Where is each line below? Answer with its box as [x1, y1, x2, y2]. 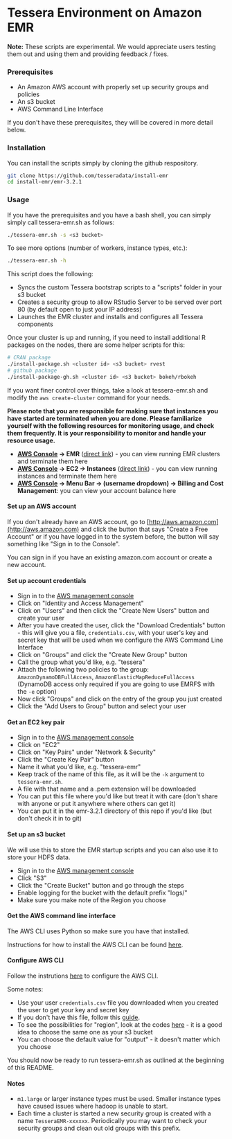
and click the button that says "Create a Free [80, 525, 208, 534]
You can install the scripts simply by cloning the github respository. [7, 159, 199, 167]
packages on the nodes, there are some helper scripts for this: [7, 341, 186, 349]
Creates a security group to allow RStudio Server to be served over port [17, 298, 222, 306]
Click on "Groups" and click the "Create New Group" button [17, 651, 188, 659]
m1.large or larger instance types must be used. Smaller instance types [17, 1095, 222, 1103]
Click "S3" [17, 874, 47, 882]
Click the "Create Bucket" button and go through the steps [17, 881, 185, 889]
